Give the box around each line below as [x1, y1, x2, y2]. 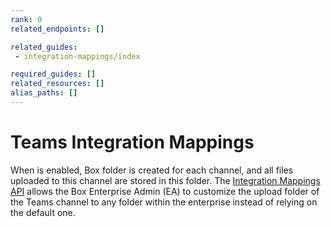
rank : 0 [10, 14, 43, 25]
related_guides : [10, 42, 78, 52]
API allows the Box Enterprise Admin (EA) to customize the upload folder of [10, 185, 320, 197]
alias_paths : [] [10, 88, 78, 98]
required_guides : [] [10, 69, 97, 80]
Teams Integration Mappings [10, 131, 255, 154]
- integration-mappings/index [14, 51, 141, 61]
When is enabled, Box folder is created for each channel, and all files [10, 164, 294, 176]
